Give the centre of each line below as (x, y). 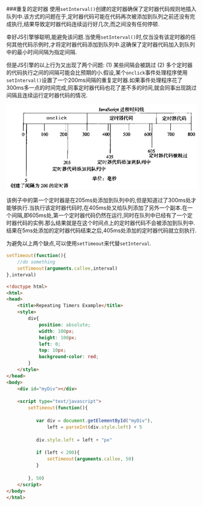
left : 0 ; (50, 344)
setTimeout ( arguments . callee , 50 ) (91, 459)
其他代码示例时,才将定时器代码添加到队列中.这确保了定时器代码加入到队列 (103, 45)
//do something (36, 262)
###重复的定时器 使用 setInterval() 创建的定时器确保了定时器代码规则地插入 (101, 9)
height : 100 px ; (58, 338)
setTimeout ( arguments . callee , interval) (68, 268)
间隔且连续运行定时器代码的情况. (47, 95)
